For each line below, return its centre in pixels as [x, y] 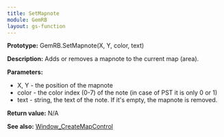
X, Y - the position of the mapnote [65, 86]
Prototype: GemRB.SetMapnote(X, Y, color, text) [76, 46]
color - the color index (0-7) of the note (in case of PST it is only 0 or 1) [117, 92]
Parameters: [25, 72]
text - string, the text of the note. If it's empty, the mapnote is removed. [117, 100]
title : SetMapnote [33, 13]
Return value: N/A [33, 113]
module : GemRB [27, 20]
